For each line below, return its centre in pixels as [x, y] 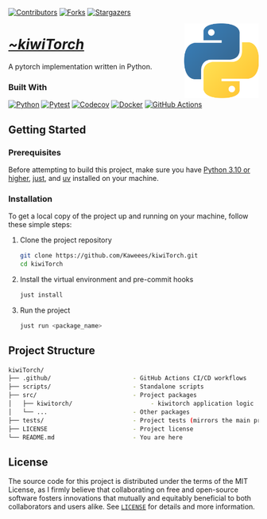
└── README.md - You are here [95, 437]
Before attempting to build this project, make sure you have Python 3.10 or [129, 169]
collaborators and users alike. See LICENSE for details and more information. [132, 507]
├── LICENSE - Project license [101, 429]
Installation [31, 199]
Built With [28, 87]
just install [41, 295]
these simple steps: [40, 225]
